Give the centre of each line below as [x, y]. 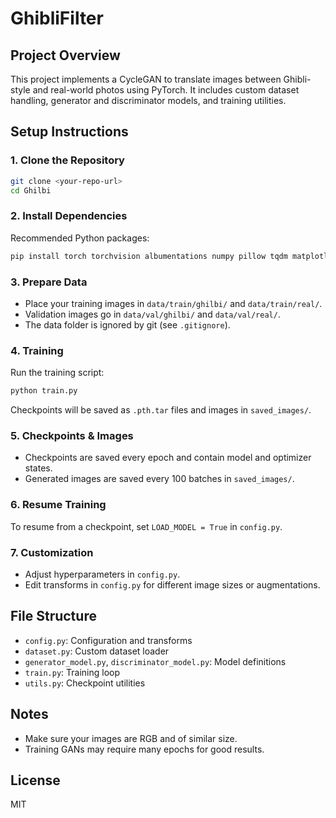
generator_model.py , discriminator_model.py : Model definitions [155, 661]
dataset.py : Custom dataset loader [97, 651]
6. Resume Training [58, 505]
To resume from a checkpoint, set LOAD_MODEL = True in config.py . [146, 526]
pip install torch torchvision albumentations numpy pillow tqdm [149, 256]
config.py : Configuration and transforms [108, 640]
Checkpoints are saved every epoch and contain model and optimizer [168, 458]
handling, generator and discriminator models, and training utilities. [148, 100]
